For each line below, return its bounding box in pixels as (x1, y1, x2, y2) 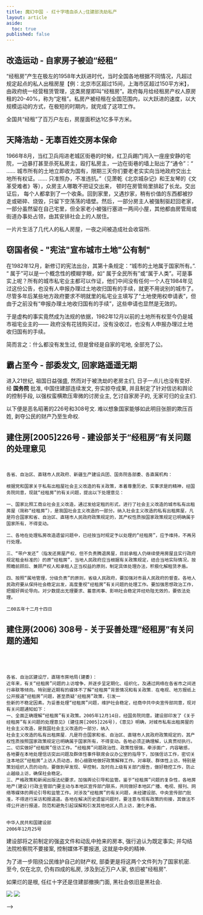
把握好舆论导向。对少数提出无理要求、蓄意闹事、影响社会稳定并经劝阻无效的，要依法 (6, 588, 186, 594)
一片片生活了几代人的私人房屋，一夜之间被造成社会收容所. (6, 225, 151, 233)
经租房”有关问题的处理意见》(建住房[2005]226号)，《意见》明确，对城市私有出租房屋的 (6, 719, 195, 725)
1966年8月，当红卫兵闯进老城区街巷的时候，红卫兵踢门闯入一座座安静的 (6, 152, 186, 159)
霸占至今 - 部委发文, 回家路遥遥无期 (6, 360, 138, 370)
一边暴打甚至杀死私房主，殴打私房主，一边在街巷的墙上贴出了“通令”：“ (16, 160, 193, 167)
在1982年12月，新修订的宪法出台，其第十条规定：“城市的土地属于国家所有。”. (6, 262, 196, 269)
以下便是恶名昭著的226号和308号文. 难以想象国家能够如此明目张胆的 (6, 405, 177, 412)
